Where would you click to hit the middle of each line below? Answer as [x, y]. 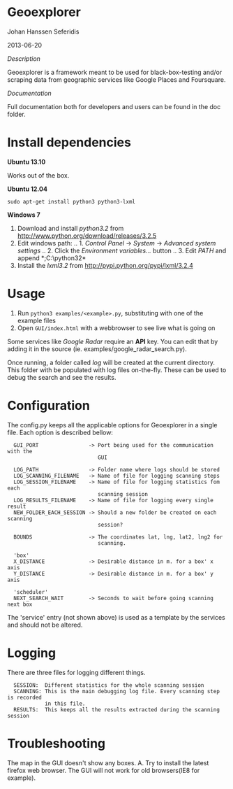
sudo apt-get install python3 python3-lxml [72, 201]
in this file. [65, 704]
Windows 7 [24, 215]
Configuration [49, 406]
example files [36, 320]
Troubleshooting [57, 743]
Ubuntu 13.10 [27, 162]
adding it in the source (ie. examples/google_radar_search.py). [97, 349]
